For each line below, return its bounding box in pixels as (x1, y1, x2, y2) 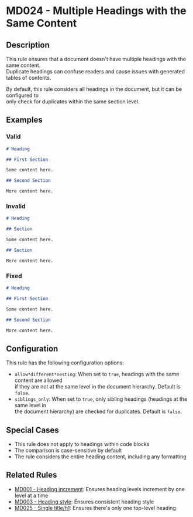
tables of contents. (6, 75, 51, 81)
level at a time (14, 492, 49, 499)
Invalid (6, 202, 26, 210)
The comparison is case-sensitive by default (14, 447, 122, 454)
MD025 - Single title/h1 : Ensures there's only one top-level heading (14, 504, 177, 511)
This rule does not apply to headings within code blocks (14, 441, 150, 448)
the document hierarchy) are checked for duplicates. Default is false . (14, 408, 182, 415)
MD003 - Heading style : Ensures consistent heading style (14, 498, 154, 505)
